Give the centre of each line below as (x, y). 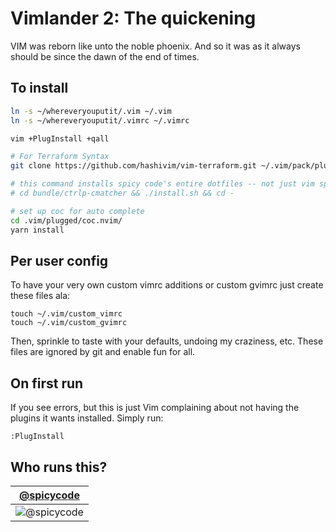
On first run (47, 383)
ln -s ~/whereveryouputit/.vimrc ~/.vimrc (100, 120)
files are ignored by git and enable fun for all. (103, 352)
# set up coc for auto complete (77, 211)
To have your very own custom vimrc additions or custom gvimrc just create (167, 285)
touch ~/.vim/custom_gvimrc (69, 323)
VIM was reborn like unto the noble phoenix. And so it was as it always (155, 46)
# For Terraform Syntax (60, 157)
